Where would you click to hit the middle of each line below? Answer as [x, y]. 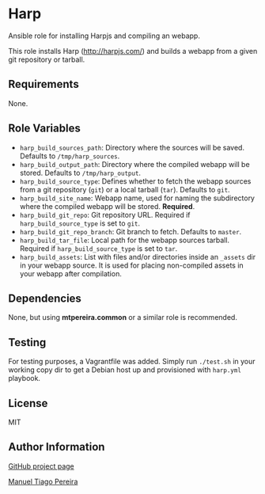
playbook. [25, 378]
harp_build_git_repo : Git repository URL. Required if [105, 215]
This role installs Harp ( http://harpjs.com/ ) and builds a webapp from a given [133, 51]
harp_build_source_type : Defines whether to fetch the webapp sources [135, 181]
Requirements [44, 84]
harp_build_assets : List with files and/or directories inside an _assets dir [137, 256]
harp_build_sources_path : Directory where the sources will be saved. [132, 147]
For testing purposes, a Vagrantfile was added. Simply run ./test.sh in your [132, 362]
